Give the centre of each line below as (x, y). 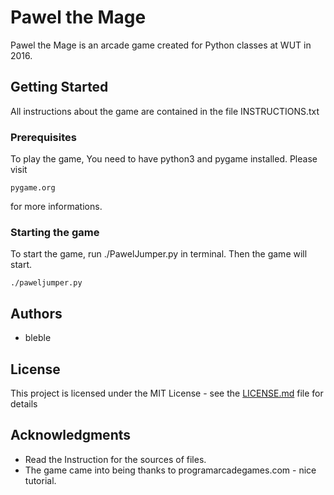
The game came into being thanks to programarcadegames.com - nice (170, 470)
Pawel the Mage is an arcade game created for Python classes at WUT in (161, 45)
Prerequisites (43, 137)
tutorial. (40, 480)
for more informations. (56, 207)
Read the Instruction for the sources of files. (115, 459)
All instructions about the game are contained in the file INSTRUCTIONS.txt (165, 111)
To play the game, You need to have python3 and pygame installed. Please (164, 159)
